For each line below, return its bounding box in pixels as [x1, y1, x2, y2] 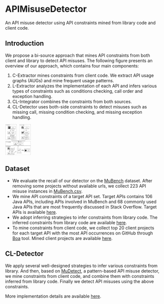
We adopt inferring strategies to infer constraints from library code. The [12, 214, 158, 220]
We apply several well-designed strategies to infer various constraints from [5, 263, 158, 269]
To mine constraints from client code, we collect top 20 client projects [12, 225, 154, 231]
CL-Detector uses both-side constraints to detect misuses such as [12, 103, 147, 109]
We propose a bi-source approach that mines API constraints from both [5, 52, 150, 58]
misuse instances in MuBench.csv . [12, 188, 83, 194]
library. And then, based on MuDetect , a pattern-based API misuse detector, [5, 268, 160, 274]
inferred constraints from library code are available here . [12, 219, 127, 225]
